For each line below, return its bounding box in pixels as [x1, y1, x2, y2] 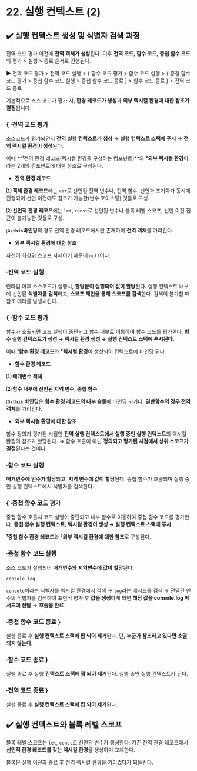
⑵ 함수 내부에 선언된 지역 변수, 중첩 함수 [6, 385, 98, 392]
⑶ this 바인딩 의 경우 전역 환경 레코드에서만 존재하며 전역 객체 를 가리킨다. [6, 227, 173, 234]
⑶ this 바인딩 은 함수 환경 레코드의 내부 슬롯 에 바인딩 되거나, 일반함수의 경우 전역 [6, 398, 191, 405]
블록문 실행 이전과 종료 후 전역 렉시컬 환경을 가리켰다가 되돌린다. [6, 759, 154, 766]
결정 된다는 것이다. [6, 445, 48, 452]
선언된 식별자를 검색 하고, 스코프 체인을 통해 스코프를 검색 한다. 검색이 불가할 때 [12, 290, 190, 297]
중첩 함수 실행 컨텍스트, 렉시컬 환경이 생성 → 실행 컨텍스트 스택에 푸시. [14, 521, 173, 528]
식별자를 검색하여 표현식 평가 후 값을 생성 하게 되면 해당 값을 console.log [16, 594, 184, 601]
